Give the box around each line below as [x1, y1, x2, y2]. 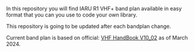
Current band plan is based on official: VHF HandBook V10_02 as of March [6, 34, 188, 41]
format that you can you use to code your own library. [6, 11, 138, 18]
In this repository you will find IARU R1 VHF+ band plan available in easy [6, 5, 182, 12]
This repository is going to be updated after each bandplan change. [6, 23, 171, 30]
